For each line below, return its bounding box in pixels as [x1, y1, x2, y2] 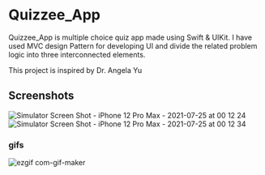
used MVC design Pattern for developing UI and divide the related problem [8, 41, 258, 50]
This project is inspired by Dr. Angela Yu [8, 65, 143, 75]
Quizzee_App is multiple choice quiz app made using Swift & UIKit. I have [8, 32, 253, 42]
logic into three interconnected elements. [8, 49, 146, 59]
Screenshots [8, 89, 75, 103]
